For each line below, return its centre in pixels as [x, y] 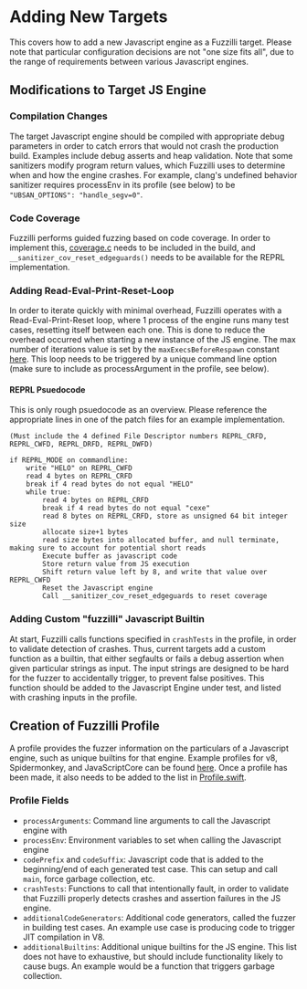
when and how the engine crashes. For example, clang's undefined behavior [153, 174]
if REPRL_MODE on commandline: [69, 460]
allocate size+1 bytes [85, 532]
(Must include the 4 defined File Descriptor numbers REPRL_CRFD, [138, 437]
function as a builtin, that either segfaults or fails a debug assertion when [147, 658]
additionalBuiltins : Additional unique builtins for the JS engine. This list [159, 946]
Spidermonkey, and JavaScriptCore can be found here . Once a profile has [148, 767]
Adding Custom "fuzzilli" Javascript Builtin [107, 619]
